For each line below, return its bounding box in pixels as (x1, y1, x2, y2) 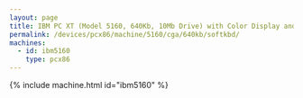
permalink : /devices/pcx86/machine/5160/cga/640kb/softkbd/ (9, 30, 241, 39)
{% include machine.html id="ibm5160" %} (9, 80, 170, 90)
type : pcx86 (25, 55, 70, 64)
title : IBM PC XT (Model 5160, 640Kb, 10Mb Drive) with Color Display (9, 22, 280, 31)
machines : (9, 38, 47, 48)
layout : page (9, 13, 59, 22)
